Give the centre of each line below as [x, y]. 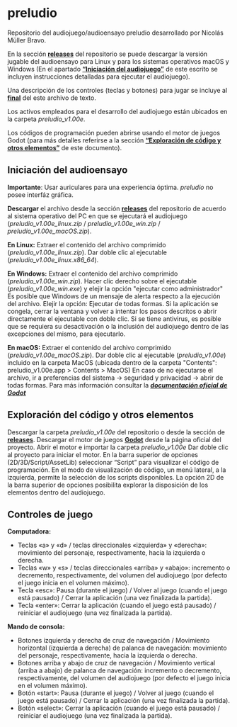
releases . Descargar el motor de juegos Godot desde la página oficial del [114, 439]
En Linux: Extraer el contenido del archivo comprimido [87, 244]
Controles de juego [50, 514]
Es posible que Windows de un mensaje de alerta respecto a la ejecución [114, 296]
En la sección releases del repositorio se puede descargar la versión [108, 54]
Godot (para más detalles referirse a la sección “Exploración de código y [114, 140]
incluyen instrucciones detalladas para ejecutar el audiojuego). [99, 77]
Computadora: [29, 531]
